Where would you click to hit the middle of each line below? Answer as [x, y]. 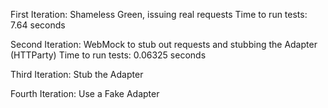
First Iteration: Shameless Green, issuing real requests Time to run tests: [159, 14]
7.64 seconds [38, 25]
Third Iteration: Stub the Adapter [77, 74]
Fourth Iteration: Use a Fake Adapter [85, 93]
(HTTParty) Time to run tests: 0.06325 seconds [108, 55]
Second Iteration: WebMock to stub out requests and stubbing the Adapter [164, 44]
